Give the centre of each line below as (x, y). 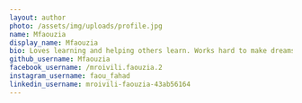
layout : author (38, 17)
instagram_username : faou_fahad (70, 76)
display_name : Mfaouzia (54, 43)
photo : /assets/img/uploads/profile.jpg (86, 26)
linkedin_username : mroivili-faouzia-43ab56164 (100, 84)
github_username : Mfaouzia (60, 59)
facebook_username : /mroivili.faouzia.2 (86, 68)
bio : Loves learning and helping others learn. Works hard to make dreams (152, 51)
